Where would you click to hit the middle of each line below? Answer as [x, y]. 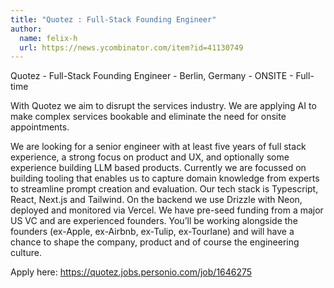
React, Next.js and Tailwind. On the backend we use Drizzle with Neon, [156, 200]
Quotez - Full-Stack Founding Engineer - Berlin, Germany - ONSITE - [152, 76]
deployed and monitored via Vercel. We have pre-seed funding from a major [167, 210]
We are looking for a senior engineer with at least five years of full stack [158, 147]
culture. [26, 253]
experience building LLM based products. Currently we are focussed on [158, 168]
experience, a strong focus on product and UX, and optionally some [150, 157]
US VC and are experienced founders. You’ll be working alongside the [154, 221]
